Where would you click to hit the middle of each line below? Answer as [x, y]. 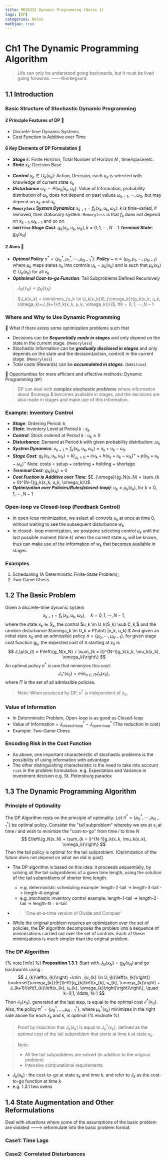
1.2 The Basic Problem [40, 596]
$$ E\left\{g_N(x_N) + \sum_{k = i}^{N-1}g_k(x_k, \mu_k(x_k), [84, 839]
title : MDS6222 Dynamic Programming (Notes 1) [54, 10]
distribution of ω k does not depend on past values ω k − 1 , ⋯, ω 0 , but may [87, 196]
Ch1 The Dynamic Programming [72, 49]
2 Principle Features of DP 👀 [35, 120]
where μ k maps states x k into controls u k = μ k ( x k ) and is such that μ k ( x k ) [87, 266]
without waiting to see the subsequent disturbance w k [68, 525]
